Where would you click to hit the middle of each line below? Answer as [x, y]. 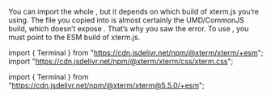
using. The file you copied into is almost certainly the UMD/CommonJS [127, 20]
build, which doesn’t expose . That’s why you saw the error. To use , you [129, 29]
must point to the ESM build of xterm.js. [74, 37]
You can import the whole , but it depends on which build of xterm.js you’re [133, 12]
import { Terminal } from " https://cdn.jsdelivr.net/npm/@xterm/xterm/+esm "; [136, 53]
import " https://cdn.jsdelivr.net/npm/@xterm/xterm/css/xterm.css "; [121, 61]
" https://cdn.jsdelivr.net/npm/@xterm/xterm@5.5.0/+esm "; [106, 85]
